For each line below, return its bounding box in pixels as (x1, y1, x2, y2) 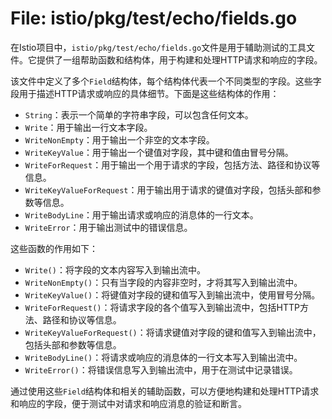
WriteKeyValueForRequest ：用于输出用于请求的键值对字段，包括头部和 (24, 183, 313, 196)
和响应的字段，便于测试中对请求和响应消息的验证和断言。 (10, 397, 247, 409)
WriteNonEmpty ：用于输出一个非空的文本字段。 (24, 133, 215, 146)
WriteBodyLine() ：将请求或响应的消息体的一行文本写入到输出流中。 (24, 351, 303, 363)
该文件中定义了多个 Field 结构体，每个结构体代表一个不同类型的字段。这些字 (10, 75, 322, 87)
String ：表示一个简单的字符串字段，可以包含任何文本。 (24, 108, 254, 121)
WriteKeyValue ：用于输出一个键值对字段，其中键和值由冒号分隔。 (24, 146, 294, 158)
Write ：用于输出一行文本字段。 (24, 121, 153, 133)
